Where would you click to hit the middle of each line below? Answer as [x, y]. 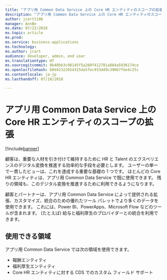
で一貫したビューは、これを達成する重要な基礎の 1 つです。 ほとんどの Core [83, 171]
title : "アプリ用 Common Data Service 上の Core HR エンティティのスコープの [80, 10]
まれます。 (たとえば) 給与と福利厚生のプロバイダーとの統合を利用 [86, 213]
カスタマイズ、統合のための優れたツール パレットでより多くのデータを [86, 200]
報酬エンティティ [30, 260]
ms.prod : [14, 38]
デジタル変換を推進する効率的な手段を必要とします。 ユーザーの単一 [88, 165]
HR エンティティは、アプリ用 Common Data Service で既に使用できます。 [81, 178]
